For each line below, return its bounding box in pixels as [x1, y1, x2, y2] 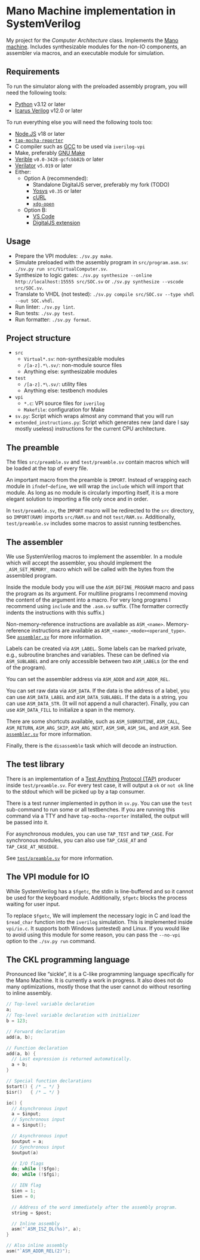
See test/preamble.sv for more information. [6, 854, 114, 862]
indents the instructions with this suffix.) [6, 609, 105, 616]
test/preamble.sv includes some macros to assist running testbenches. [6, 520, 182, 527]
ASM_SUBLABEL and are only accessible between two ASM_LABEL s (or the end [6, 658, 189, 664]
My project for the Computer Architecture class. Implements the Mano [6, 36, 179, 44]
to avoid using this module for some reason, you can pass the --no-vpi [6, 931, 181, 938]
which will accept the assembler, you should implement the [6, 559, 152, 566]
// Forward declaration [6, 1029, 66, 1035]
